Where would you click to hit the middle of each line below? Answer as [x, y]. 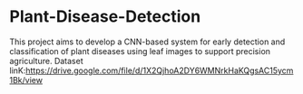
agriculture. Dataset [46, 61]
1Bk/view [26, 80]
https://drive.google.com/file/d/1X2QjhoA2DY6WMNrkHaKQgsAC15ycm [160, 70]
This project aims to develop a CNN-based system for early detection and [147, 42]
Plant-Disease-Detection [105, 17]
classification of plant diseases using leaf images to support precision [140, 51]
